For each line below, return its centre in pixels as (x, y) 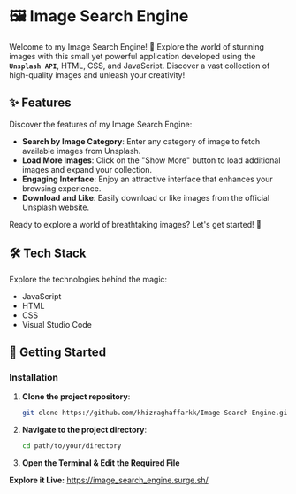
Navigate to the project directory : (84, 430)
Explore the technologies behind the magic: (88, 279)
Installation (34, 377)
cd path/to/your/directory (72, 446)
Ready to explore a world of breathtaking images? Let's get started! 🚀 (136, 224)
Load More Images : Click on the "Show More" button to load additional (151, 160)
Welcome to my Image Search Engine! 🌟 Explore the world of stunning (137, 46)
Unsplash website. (56, 207)
